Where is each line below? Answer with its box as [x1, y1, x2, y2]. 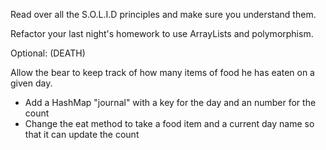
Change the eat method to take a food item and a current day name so [24, 118, 315, 129]
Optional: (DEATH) [10, 47, 86, 59]
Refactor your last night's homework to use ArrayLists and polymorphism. [10, 28, 314, 39]
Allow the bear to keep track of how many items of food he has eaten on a [10, 67, 315, 78]
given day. [10, 77, 53, 89]
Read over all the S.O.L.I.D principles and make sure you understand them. [10, 9, 317, 20]
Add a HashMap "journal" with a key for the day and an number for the [24, 97, 317, 108]
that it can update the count [24, 129, 140, 140]
